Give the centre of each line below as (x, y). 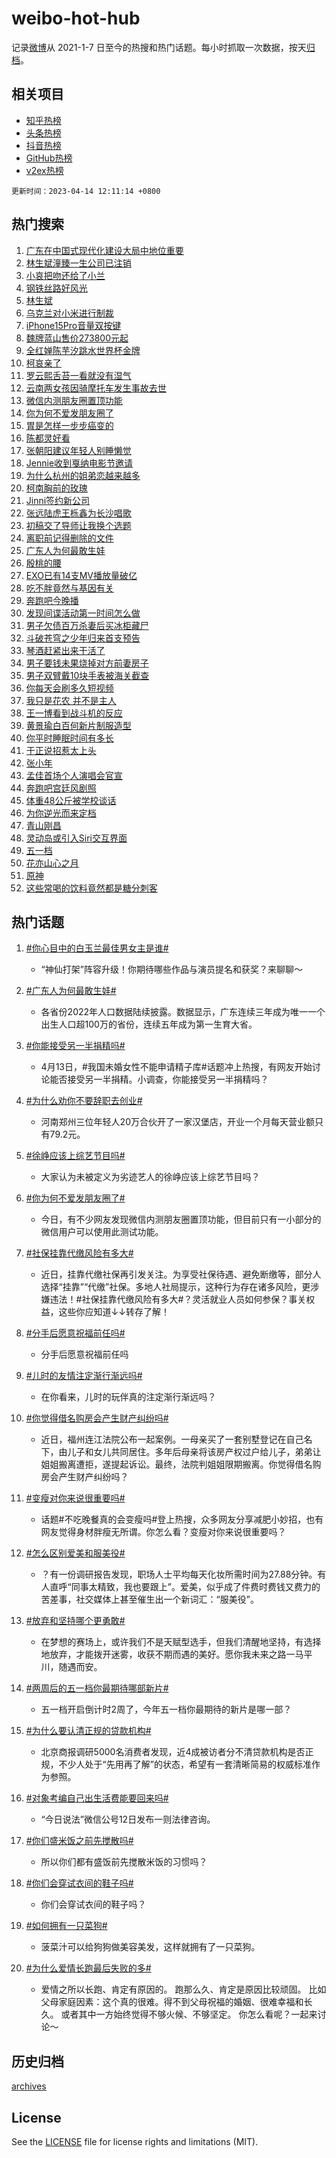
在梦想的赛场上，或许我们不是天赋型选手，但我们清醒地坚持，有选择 (181, 1642)
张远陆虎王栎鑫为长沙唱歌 (78, 513)
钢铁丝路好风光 (56, 288)
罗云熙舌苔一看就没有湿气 (78, 375)
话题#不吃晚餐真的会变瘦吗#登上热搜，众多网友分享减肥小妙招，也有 (182, 1519)
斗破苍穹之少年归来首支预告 (83, 638)
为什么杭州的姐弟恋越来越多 (83, 475)
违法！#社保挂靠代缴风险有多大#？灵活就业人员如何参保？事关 (178, 1299)
